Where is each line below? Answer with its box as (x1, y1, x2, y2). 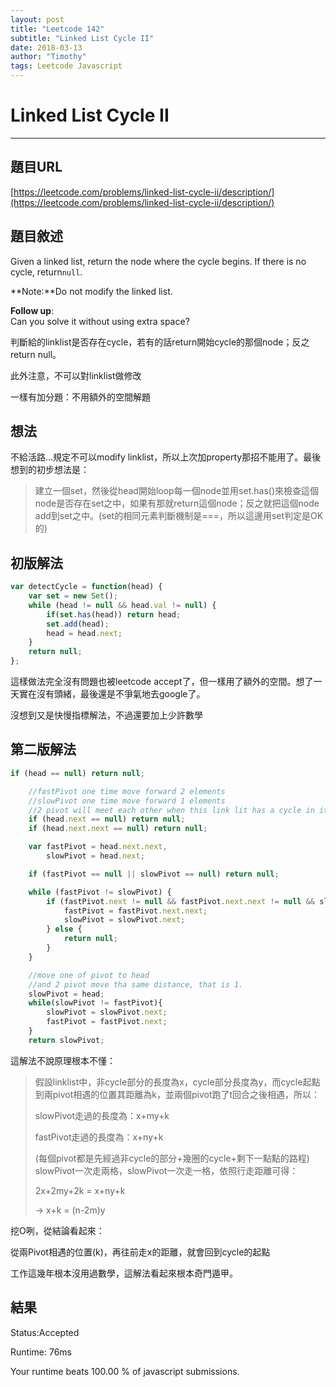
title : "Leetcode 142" (10, 24, 105, 34)
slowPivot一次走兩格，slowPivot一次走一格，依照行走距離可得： (34, 1164, 299, 1176)
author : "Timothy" (10, 52, 87, 62)
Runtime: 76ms (10, 1346, 72, 1358)
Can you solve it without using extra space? (10, 315, 190, 327)
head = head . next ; (46, 628, 123, 638)
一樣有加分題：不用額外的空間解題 (10, 391, 151, 403)
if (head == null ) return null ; (10, 768, 145, 778)
